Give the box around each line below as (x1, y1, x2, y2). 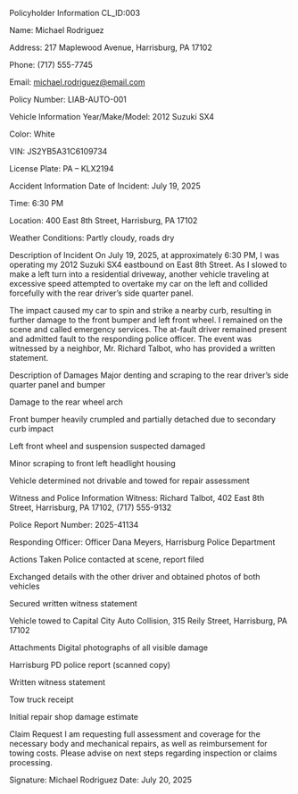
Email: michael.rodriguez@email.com (9, 77, 145, 88)
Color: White (9, 129, 55, 139)
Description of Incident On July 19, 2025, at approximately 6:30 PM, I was (9, 250, 279, 260)
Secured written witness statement (9, 598, 138, 608)
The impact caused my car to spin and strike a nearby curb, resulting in (9, 305, 272, 315)
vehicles (9, 581, 40, 591)
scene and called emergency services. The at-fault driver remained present (9, 324, 287, 334)
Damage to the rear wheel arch (9, 397, 123, 407)
